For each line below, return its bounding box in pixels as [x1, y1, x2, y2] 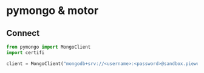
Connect [6, 28, 40, 38]
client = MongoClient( [6, 60, 64, 67]
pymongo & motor [6, 4, 99, 18]
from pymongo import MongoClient [6, 44, 91, 50]
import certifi [6, 49, 45, 55]
